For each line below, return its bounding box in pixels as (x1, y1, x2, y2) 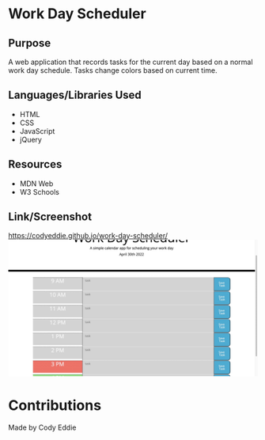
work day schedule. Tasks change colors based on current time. (8, 66, 218, 75)
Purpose (8, 36, 51, 50)
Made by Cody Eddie (8, 423, 77, 432)
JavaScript (19, 126, 55, 135)
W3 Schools (19, 187, 60, 196)
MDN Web (19, 179, 54, 188)
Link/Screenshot (8, 211, 93, 224)
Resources (8, 157, 62, 171)
